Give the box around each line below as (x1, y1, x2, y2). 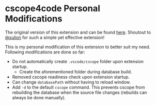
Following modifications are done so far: (5, 49, 86, 55)
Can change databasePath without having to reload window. (12, 79, 131, 85)
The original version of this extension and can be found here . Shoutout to (5, 29, 151, 35)
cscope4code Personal (5, 3, 100, 14)
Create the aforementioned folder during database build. (19, 69, 132, 74)
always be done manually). (12, 94, 66, 100)
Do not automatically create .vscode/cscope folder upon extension (12, 58, 144, 64)
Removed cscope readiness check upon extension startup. (12, 74, 130, 80)
